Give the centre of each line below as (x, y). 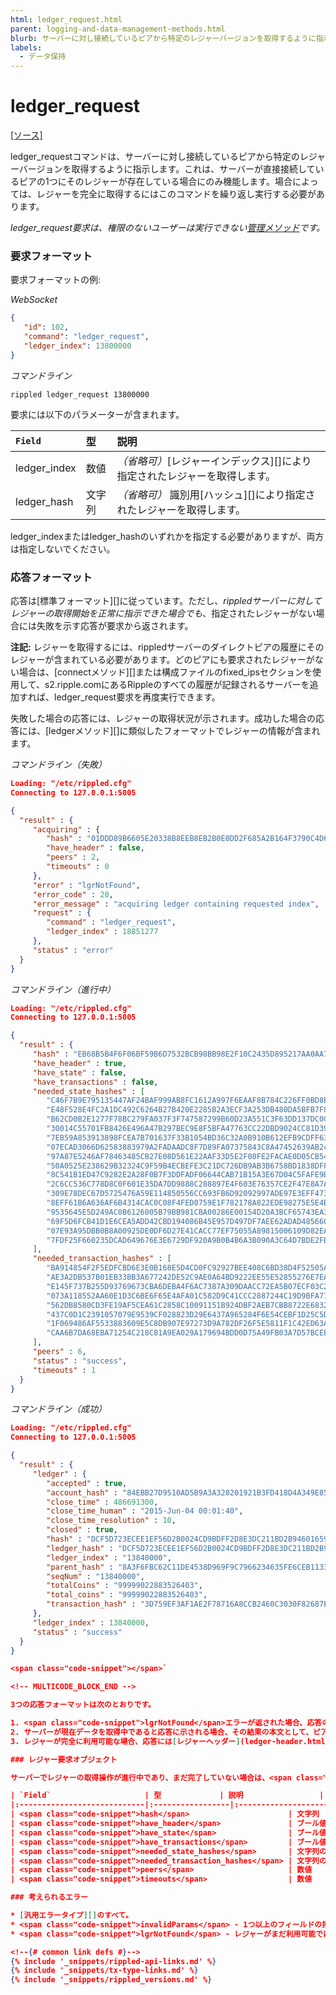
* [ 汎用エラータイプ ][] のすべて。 (71, 1916)
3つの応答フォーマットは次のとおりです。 (83, 1705)
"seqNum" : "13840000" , (95, 1576)
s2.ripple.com (73, 685)
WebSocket (34, 300)
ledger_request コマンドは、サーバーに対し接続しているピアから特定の (155, 157)
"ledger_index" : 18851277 (102, 932)
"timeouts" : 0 (78, 867)
